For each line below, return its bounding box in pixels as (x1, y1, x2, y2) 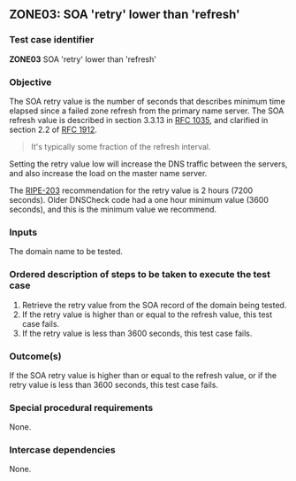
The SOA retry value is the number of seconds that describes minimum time (9, 96, 285, 106)
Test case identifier (9, 34, 95, 46)
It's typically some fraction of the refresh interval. (30, 141, 211, 151)
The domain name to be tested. (9, 246, 124, 257)
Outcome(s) (9, 350, 62, 362)
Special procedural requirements (9, 401, 154, 414)
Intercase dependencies (9, 444, 117, 456)
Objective (9, 75, 52, 88)
